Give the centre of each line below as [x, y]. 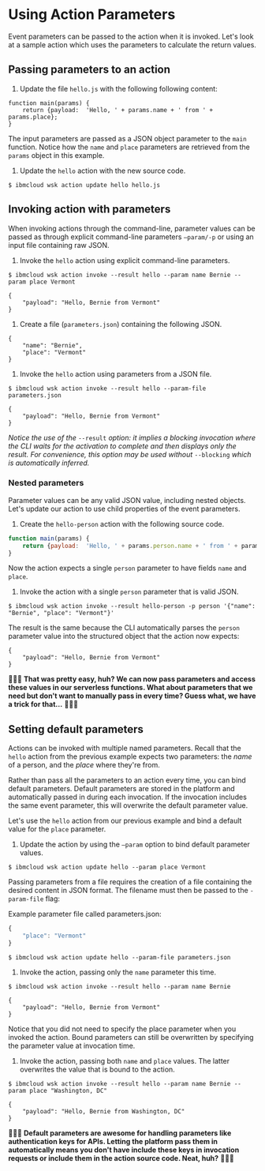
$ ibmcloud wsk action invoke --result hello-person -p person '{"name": [132, 606]
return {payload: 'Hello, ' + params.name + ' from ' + [118, 110]
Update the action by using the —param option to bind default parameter [134, 844]
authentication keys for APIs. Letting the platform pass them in [113, 1141]
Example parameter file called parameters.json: [85, 914]
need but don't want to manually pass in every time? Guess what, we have [132, 696]
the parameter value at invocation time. [72, 1045]
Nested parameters [46, 483]
